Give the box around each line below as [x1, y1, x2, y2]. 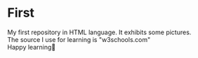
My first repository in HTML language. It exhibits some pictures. [7, 28, 192, 36]
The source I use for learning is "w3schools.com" [7, 35, 151, 43]
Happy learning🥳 [7, 43, 56, 51]
